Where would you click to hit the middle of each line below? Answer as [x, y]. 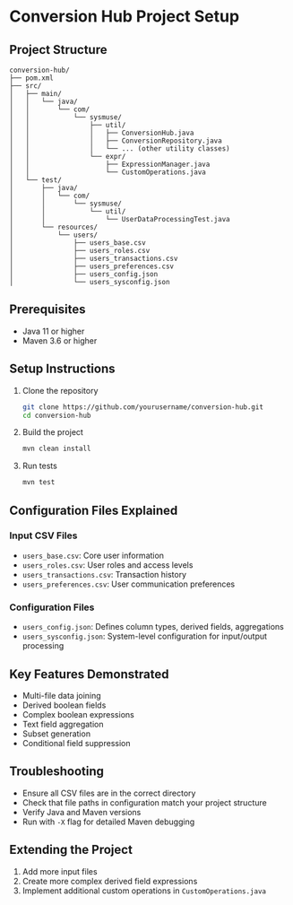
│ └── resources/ [54, 227]
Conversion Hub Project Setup [125, 17]
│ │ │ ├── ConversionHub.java [102, 133]
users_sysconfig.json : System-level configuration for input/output [144, 636]
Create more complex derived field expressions [110, 881]
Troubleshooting [57, 772]
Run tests [40, 466]
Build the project [52, 432]
